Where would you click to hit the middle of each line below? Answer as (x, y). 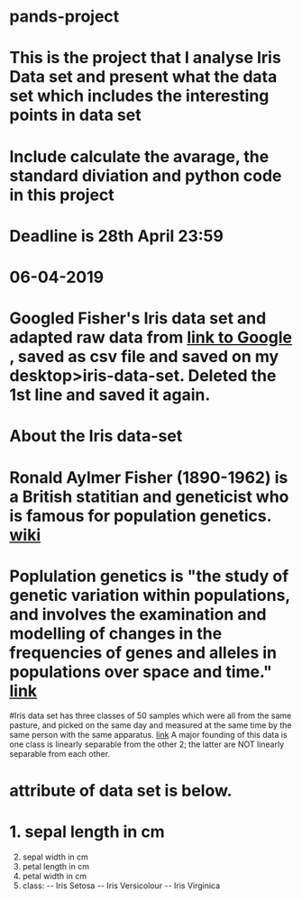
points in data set (75, 115)
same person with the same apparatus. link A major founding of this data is (148, 735)
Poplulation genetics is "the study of (149, 576)
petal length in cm (56, 866)
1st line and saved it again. (110, 395)
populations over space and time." (141, 672)
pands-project (64, 17)
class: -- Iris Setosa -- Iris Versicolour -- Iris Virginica (121, 886)
